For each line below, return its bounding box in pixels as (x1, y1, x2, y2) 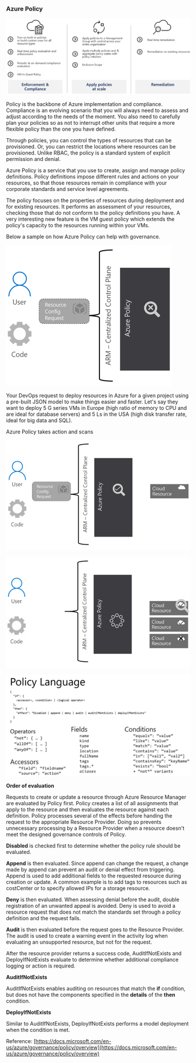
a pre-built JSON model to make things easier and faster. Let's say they (6, 398, 178, 405)
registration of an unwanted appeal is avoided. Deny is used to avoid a (6, 903, 176, 910)
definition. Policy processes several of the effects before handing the (6, 812, 173, 819)
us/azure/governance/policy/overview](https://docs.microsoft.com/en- (6, 1044, 177, 1051)
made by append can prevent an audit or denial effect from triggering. (6, 866, 175, 873)
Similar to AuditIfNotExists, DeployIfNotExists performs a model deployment (6, 1020, 189, 1027)
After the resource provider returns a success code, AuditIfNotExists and (6, 950, 182, 957)
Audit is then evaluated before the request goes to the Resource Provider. (6, 926, 184, 933)
